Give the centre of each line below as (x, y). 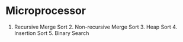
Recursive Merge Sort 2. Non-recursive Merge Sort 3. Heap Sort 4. (96, 27)
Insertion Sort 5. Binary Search (52, 33)
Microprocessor (46, 11)
